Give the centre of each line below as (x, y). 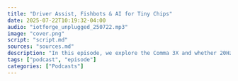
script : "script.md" (38, 40)
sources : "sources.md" (41, 46)
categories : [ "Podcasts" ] (45, 66)
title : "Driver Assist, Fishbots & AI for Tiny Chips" (90, 14)
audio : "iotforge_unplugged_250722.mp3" (68, 27)
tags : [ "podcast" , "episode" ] (52, 60)
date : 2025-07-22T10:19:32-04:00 (57, 20)
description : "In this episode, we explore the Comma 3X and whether (112, 54)
